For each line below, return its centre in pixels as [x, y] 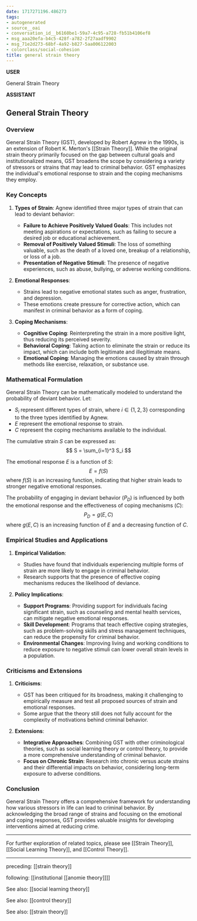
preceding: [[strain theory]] [39, 866]
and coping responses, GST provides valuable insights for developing [90, 820]
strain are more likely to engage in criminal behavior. [86, 570]
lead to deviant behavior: [45, 214]
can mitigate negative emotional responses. [76, 618]
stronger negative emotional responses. [54, 486]
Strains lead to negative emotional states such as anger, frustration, [105, 291]
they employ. [22, 180]
